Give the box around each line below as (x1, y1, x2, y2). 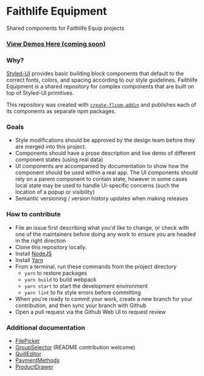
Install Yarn (15, 256, 44, 263)
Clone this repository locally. (15, 243, 87, 250)
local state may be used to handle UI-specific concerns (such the (15, 182, 180, 190)
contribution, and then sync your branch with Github (15, 302, 147, 309)
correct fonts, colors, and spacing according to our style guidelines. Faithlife (6, 76, 198, 83)
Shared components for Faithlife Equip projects (6, 24, 125, 32)
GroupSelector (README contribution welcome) (15, 344, 136, 351)
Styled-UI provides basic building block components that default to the (6, 70, 185, 77)
